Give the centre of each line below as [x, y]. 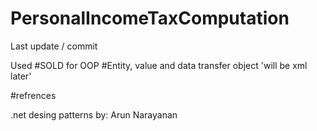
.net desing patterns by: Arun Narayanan [94, 114]
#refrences [33, 95]
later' [21, 76]
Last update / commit [54, 46]
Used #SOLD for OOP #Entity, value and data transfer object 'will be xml [159, 65]
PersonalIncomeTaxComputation [150, 18]
